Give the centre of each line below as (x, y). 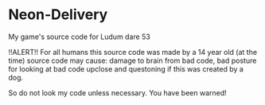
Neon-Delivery (58, 15)
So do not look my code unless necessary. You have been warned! (117, 92)
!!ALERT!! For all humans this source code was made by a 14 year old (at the (132, 52)
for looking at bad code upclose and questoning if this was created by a (126, 68)
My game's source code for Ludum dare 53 (80, 37)
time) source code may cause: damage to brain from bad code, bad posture (132, 60)
